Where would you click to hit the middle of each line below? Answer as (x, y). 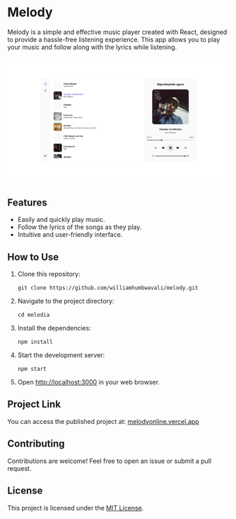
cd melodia (34, 315)
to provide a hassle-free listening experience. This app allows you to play (114, 39)
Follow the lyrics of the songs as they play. (79, 227)
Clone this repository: (49, 274)
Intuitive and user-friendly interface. (70, 235)
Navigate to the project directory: (66, 301)
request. (19, 468)
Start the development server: (61, 355)
